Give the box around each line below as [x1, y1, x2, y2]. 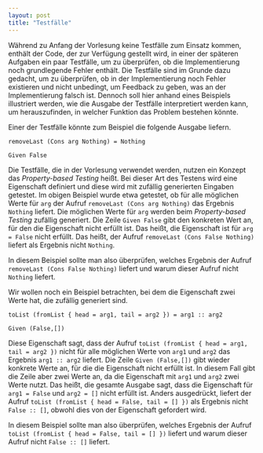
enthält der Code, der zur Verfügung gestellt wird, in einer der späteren [8, 49, 239, 58]
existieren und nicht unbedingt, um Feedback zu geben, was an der [8, 82, 226, 91]
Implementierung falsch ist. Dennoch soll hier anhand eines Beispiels [8, 90, 231, 100]
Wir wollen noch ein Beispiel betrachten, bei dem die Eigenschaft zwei [8, 287, 236, 297]
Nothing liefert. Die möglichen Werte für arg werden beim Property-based [8, 206, 246, 216]
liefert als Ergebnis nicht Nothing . [8, 240, 115, 250]
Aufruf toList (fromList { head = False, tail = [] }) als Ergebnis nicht [8, 396, 249, 406]
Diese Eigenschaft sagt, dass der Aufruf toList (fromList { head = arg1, [8, 338, 248, 348]
